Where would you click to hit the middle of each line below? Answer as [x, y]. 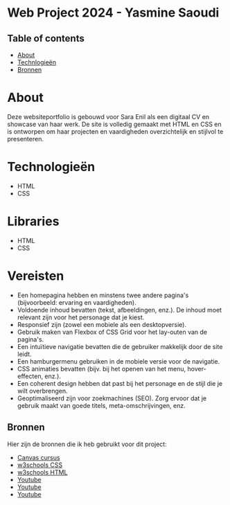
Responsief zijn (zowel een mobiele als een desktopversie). [102, 324]
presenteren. [25, 139]
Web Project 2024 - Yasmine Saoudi [113, 13]
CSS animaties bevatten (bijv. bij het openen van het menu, [101, 369]
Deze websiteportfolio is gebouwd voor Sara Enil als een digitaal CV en [108, 116]
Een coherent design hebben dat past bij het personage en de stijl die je [120, 383]
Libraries [33, 221]
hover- [197, 369]
